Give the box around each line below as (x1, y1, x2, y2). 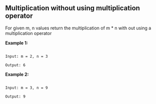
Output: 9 (5, 94, 26, 99)
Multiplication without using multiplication (5, 4, 140, 12)
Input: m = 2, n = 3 (5, 54, 48, 59)
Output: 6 (5, 62, 26, 68)
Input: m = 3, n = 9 (5, 85, 48, 90)
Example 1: (5, 40, 28, 46)
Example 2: (5, 71, 29, 77)
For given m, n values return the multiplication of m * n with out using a (5, 25, 151, 31)
